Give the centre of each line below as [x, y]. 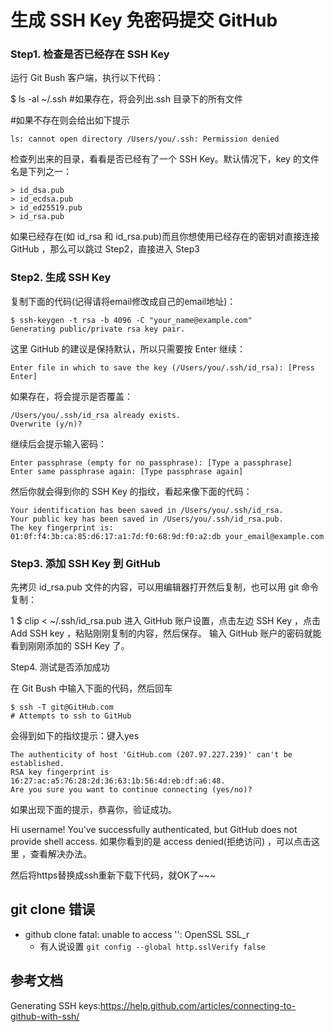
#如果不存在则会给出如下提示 [70, 120]
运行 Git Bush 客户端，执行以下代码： [87, 78]
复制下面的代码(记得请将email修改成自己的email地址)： [123, 301]
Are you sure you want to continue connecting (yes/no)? [131, 790]
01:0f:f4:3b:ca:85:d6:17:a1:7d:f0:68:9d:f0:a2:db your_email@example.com [167, 536]
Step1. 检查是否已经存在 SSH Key [90, 54]
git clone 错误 [53, 909]
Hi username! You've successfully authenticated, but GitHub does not [154, 830]
